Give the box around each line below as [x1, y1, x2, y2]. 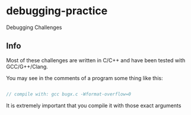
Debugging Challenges [6, 24, 62, 31]
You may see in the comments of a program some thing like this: [6, 74, 163, 81]
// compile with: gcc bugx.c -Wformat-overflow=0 [6, 91, 132, 97]
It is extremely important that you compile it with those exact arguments [6, 102, 182, 109]
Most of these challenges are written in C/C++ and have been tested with [6, 56, 186, 63]
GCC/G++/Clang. [6, 63, 49, 70]
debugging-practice [6, 4, 108, 18]
